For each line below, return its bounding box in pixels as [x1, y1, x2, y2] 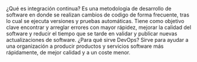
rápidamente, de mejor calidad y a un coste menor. [6, 49, 131, 56]
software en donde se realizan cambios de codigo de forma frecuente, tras [6, 11, 190, 18]
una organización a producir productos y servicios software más [6, 43, 164, 50]
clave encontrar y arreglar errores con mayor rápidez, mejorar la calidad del [6, 24, 192, 31]
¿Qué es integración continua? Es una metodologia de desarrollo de [6, 5, 172, 12]
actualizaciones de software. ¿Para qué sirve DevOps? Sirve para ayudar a [6, 37, 189, 43]
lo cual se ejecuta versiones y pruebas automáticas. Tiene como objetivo [6, 18, 185, 24]
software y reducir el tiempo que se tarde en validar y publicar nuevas [6, 30, 177, 37]
